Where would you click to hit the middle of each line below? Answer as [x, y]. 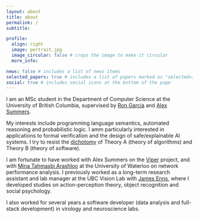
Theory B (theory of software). [44, 148]
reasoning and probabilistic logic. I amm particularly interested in [85, 129]
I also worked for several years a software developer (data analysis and [93, 203]
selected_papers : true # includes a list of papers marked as [84, 77]
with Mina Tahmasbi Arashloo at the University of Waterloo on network [92, 166]
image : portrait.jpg [37, 50]
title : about [22, 17]
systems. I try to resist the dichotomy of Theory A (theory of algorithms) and [99, 142]
